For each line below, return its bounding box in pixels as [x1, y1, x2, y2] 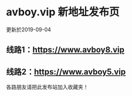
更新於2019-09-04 [6, 26, 52, 33]
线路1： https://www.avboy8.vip [6, 45, 125, 55]
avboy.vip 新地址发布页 [6, 5, 120, 19]
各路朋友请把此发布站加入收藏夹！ [6, 84, 89, 91]
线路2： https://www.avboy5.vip [6, 67, 126, 77]
